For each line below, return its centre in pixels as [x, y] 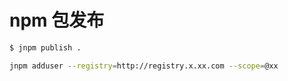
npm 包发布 [57, 20]
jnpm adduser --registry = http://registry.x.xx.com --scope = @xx [144, 66]
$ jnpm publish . [45, 47]
